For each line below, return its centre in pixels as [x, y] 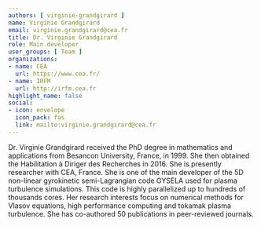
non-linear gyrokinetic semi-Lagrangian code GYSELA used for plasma [123, 180]
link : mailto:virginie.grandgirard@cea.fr [86, 125]
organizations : [33, 60]
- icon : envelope [37, 111]
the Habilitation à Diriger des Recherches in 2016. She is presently [115, 164]
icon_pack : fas [40, 118]
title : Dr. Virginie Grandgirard [63, 37]
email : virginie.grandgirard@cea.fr [68, 30]
